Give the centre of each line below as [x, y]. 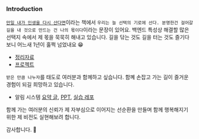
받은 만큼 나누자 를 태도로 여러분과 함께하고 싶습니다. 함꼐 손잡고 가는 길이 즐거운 [97, 77]
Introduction [24, 9]
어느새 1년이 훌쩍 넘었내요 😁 [50, 45]
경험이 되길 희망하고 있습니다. [40, 85]
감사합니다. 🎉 [21, 130]
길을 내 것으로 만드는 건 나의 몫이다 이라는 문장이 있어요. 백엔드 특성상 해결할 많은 [98, 30]
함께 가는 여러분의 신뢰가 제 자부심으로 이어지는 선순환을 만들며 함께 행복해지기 [97, 110]
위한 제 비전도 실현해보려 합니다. [44, 117]
